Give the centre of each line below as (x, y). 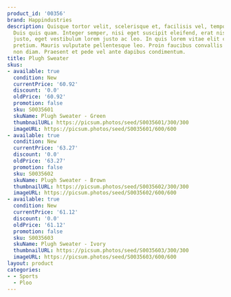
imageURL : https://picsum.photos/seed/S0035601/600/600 (95, 129)
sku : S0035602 (33, 174)
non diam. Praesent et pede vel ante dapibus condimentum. (100, 52)
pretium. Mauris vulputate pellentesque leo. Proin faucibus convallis (118, 45)
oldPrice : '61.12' (40, 225)
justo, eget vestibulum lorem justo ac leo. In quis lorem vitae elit (117, 39)
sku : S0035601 (33, 110)
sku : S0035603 (33, 238)
